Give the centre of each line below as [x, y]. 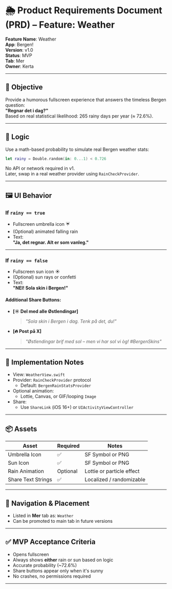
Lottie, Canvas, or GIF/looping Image [58, 397]
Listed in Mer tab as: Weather [43, 516]
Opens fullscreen [31, 554]
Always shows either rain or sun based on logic [63, 560]
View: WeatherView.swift [39, 375]
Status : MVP [19, 55]
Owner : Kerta [20, 66]
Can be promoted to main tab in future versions [62, 521]
